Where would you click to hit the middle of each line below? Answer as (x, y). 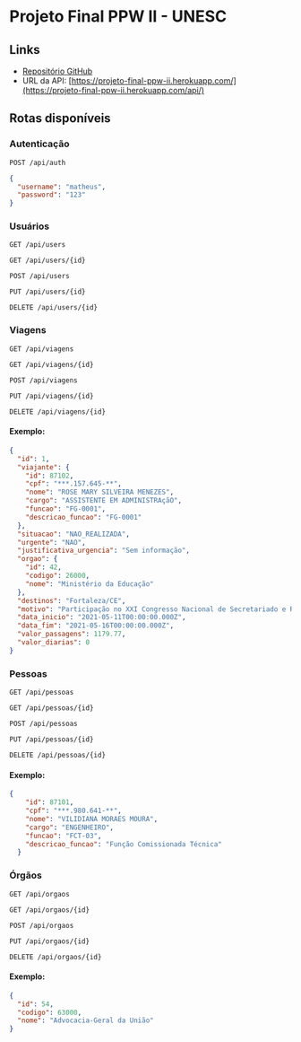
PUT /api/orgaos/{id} (50, 941)
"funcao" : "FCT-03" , (64, 836)
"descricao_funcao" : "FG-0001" (84, 517)
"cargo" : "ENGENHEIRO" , (70, 827)
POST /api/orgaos (42, 925)
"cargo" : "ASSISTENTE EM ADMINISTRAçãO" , (103, 501)
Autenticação (39, 144)
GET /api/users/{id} (48, 261)
